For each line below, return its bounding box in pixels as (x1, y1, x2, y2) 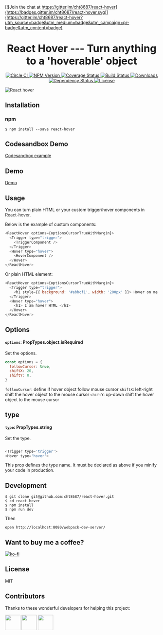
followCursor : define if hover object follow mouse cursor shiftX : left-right (5, 387, 153, 392)
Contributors (5, 592, 45, 600)
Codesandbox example (5, 153, 52, 159)
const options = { (5, 359, 42, 364)
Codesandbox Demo (5, 140, 68, 148)
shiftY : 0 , (9, 373, 32, 378)
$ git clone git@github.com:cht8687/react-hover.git (5, 494, 114, 499)
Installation (5, 101, 40, 109)
